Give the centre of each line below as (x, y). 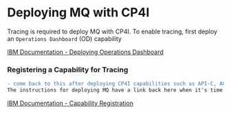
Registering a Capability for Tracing (68, 70)
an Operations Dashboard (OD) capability (65, 38)
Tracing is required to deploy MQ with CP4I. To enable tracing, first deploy (112, 31)
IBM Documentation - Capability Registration (70, 103)
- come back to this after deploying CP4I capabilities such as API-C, (112, 84)
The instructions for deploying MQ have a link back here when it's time (115, 90)
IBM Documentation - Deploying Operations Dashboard (85, 52)
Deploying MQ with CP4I (78, 13)
